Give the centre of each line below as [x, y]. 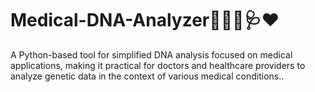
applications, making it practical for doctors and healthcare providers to [158, 65]
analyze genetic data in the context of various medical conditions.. [147, 76]
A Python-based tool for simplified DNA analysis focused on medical [151, 54]
